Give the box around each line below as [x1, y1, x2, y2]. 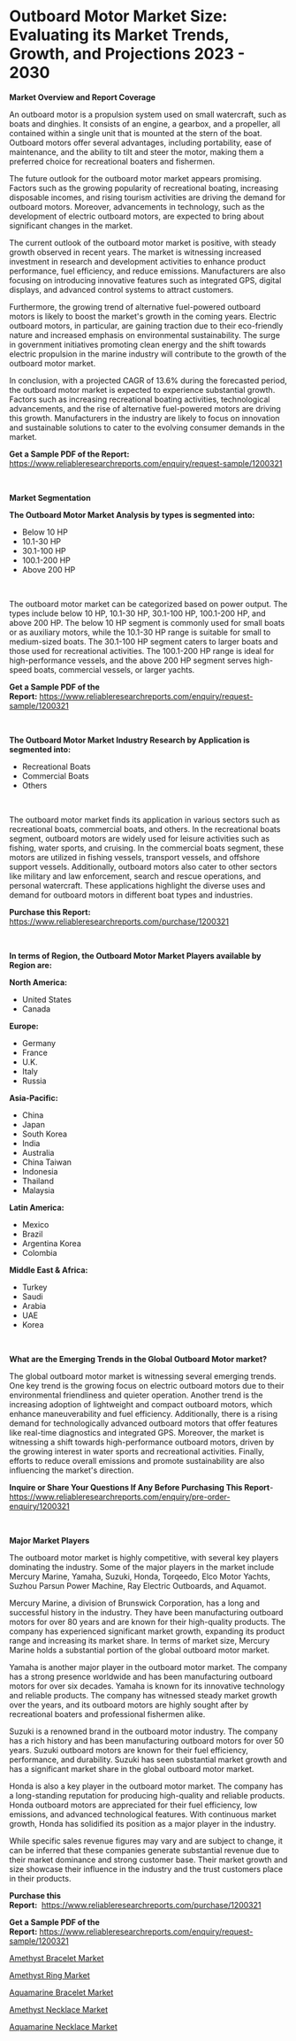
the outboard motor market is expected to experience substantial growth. [9, 384, 276, 395]
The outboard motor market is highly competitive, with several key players [9, 1552, 279, 1563]
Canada [21, 1003, 51, 1014]
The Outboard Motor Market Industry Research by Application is [9, 735, 250, 745]
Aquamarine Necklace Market [9, 2021, 118, 2032]
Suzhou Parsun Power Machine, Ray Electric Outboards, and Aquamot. [9, 1580, 267, 1590]
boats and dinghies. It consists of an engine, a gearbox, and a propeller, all [9, 118, 281, 129]
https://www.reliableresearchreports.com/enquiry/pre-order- [9, 1491, 231, 1502]
